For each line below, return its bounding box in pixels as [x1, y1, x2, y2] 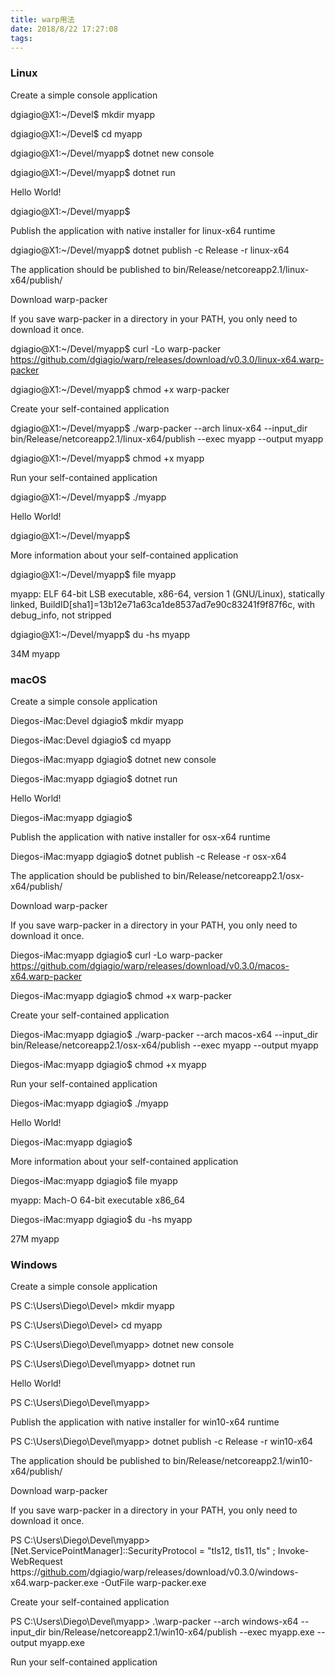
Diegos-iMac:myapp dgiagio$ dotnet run [10, 772, 178, 785]
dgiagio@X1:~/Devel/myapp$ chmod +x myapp [10, 452, 205, 464]
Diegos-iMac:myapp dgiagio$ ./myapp [10, 1097, 169, 1109]
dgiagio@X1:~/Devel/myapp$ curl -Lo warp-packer [10, 342, 222, 355]
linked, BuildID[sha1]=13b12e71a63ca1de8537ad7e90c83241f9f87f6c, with [10, 598, 315, 610]
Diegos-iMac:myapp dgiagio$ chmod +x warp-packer [10, 989, 233, 1001]
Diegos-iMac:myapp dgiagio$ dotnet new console [10, 753, 217, 765]
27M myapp [10, 1232, 60, 1245]
